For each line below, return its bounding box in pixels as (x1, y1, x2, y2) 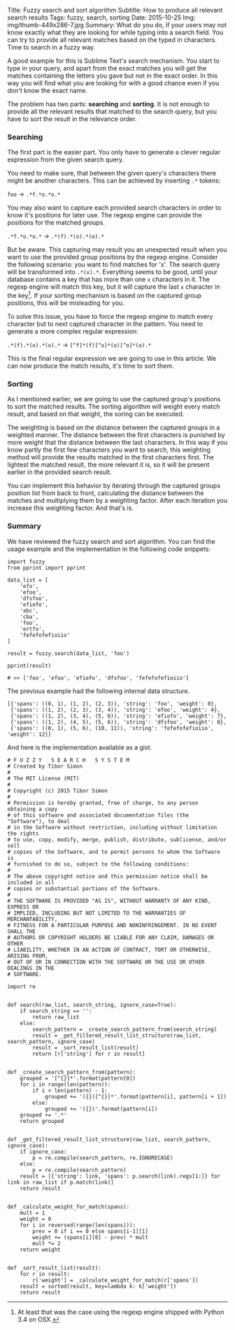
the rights (7, 830, 39, 837)
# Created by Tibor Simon (7, 762, 83, 770)
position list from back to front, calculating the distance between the (7, 489, 204, 497)
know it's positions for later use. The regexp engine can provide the (7, 211, 202, 220)
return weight (20, 1246, 61, 1253)
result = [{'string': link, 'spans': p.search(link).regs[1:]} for (20, 1173, 220, 1180)
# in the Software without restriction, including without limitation (7, 824, 218, 831)
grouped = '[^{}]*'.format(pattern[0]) (20, 1075, 136, 1082)
